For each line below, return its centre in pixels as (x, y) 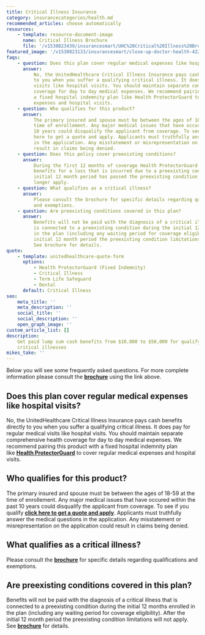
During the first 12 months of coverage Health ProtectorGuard (116, 166)
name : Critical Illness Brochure (65, 40)
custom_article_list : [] (38, 330)
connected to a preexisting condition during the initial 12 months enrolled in (101, 606)
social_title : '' (39, 313)
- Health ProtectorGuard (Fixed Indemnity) (90, 268)
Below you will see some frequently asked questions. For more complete (98, 370)
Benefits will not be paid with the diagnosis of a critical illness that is (92, 600)
